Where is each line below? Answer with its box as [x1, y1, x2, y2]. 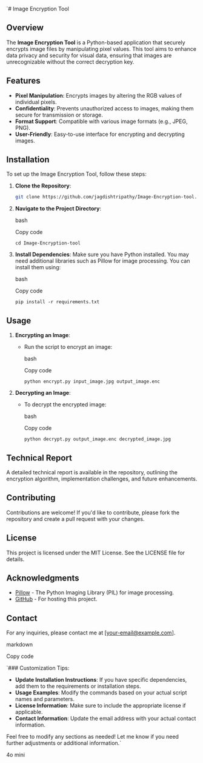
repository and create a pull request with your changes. [6, 515, 145, 522]
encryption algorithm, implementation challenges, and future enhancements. [6, 475, 198, 482]
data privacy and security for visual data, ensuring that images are [6, 52, 172, 59]
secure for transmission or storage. [15, 111, 103, 118]
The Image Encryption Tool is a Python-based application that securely [6, 39, 186, 46]
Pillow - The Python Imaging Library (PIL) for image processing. [15, 589, 175, 596]
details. [6, 555, 25, 563]
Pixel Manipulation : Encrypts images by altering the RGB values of [15, 92, 182, 99]
